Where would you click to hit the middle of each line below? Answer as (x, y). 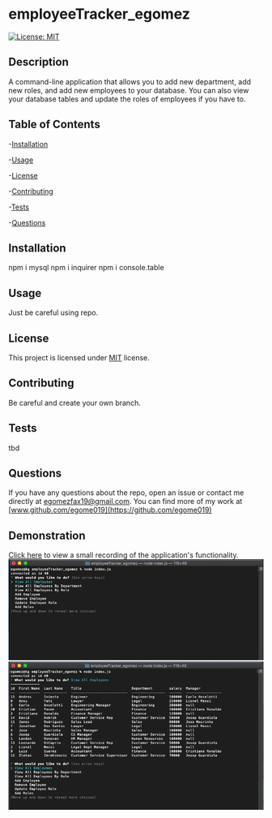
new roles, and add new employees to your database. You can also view (129, 90)
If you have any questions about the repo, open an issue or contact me (126, 493)
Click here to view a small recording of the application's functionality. (123, 555)
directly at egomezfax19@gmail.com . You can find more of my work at (125, 502)
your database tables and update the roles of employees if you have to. (127, 99)
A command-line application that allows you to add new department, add (130, 81)
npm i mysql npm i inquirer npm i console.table (86, 268)
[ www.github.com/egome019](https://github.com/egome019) (110, 510)
